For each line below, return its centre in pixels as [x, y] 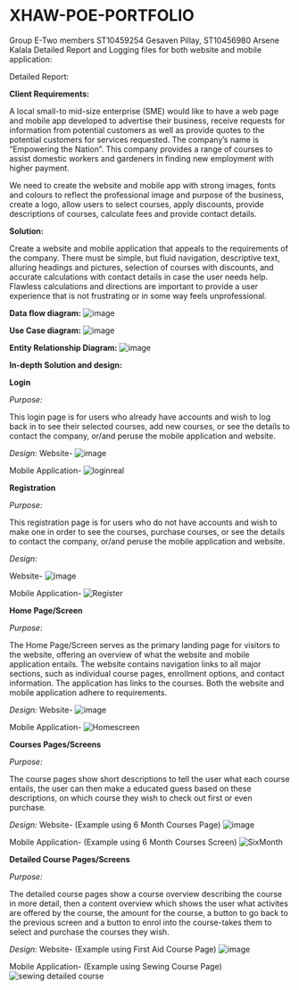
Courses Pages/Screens [55, 744]
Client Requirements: [50, 94]
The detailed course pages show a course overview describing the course [146, 894]
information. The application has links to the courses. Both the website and [147, 683]
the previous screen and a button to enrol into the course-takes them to [141, 922]
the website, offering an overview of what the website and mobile [129, 654]
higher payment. [39, 168]
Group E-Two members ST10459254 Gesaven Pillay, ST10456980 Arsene [144, 40]
